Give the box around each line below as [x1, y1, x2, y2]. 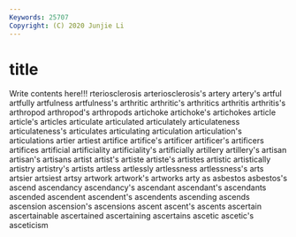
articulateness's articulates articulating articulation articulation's [9, 126, 243, 137]
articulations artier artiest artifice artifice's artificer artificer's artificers [9, 135, 265, 146]
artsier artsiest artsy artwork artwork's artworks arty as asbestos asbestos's [9, 173, 288, 184]
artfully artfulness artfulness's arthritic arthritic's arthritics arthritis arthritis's [9, 98, 286, 109]
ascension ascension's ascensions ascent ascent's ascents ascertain [9, 201, 262, 212]
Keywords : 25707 [9, 12, 69, 22]
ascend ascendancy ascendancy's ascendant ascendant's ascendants [9, 182, 267, 193]
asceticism [9, 220, 49, 231]
